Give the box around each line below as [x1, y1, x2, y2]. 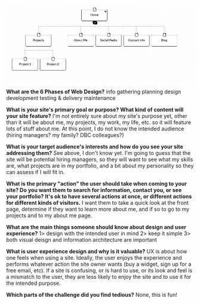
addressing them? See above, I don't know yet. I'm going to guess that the [6, 149, 191, 156]
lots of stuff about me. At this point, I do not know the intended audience [6, 125, 184, 132]
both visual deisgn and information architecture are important [6, 236, 157, 243]
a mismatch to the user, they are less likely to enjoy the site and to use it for [6, 273, 192, 280]
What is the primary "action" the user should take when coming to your [6, 180, 187, 187]
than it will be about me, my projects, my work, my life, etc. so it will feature [6, 118, 192, 126]
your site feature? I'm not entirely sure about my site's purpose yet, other [6, 112, 187, 119]
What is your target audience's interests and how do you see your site [6, 143, 183, 150]
